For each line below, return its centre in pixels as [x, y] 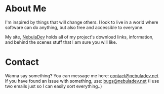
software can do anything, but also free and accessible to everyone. [74, 27]
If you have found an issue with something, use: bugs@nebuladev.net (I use [82, 81]
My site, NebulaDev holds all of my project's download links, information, [80, 37]
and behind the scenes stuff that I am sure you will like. [61, 42]
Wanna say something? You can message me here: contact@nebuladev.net [82, 76]
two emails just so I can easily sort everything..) [54, 86]
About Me [26, 9]
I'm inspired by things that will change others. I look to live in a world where [82, 22]
